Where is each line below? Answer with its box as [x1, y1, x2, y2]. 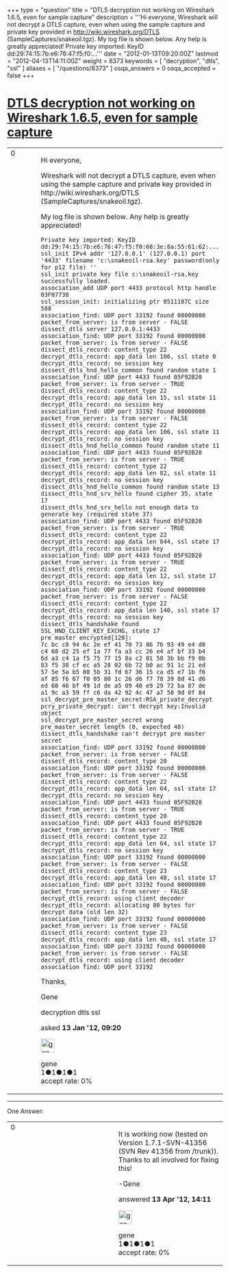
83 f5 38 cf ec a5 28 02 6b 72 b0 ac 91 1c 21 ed [40, 661, 206, 669]
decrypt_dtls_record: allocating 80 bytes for [40, 901, 195, 909]
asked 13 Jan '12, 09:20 [40, 1023, 122, 1032]
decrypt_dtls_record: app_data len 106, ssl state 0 [40, 353, 216, 360]
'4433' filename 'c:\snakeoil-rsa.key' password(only [40, 257, 220, 264]
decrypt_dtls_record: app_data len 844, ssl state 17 [40, 538, 220, 545]
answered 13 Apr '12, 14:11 [118, 1194, 212, 1204]
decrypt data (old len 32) [40, 908, 129, 916]
